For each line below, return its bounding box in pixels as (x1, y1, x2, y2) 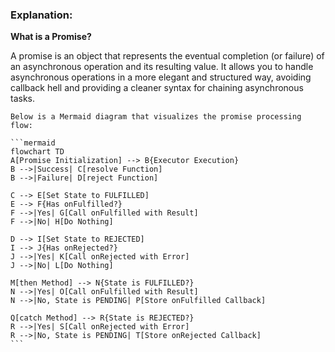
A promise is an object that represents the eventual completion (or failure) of (10, 50, 325, 62)
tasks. (10, 93, 36, 105)
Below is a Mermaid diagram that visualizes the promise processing (10, 112, 302, 122)
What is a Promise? (10, 31, 92, 43)
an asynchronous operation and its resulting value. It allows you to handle (10, 61, 314, 73)
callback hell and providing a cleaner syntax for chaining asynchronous (10, 82, 304, 94)
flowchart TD (10, 147, 65, 157)
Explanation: (10, 8, 73, 22)
